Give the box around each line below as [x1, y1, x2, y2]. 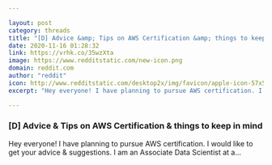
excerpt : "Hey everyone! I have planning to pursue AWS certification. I [8, 87, 263, 95]
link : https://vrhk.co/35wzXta [8, 49, 114, 57]
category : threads [8, 26, 70, 35]
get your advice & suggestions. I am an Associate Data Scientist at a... [8, 147, 241, 157]
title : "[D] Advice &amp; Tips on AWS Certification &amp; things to [8, 34, 249, 42]
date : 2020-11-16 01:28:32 [8, 41, 100, 49]
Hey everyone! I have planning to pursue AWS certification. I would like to [8, 138, 253, 148]
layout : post [8, 19, 53, 27]
